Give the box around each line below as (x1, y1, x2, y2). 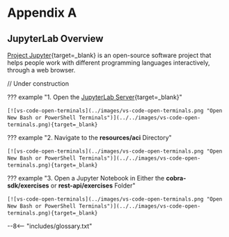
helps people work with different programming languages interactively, (7, 59, 210, 67)
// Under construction (7, 79, 70, 88)
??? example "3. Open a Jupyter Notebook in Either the (7, 174, 165, 182)
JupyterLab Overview (7, 33, 104, 45)
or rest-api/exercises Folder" (50, 181, 136, 190)
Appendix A (7, 5, 77, 21)
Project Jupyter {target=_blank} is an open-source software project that (7, 51, 212, 59)
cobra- (166, 174, 187, 182)
